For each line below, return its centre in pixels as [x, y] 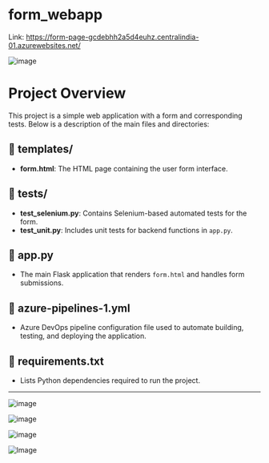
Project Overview [67, 93]
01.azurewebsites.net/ [45, 45]
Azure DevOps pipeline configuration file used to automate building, [132, 328]
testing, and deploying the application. [83, 336]
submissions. [42, 283]
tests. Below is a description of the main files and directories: [109, 124]
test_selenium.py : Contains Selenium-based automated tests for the [133, 213]
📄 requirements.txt [56, 361]
